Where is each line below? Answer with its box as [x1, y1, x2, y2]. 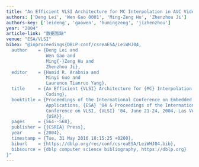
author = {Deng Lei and [11, 47, 78, 53]
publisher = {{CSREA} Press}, [11, 124, 86, 130]
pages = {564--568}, [11, 119, 73, 125]
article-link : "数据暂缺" [6, 31, 67, 37]
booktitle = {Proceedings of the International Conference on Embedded [11, 97, 192, 102]
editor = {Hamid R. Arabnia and [11, 69, 99, 75]
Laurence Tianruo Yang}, [46, 81, 108, 86]
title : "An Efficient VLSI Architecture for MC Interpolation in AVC [6, 8, 182, 15]
